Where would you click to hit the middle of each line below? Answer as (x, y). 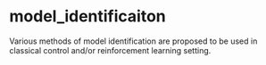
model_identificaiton (88, 16)
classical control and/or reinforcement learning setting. (110, 50)
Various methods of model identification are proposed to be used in (133, 41)
